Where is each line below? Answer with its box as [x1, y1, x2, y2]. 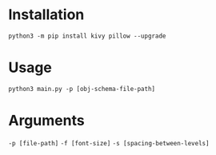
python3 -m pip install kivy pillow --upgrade [8, 32, 166, 40]
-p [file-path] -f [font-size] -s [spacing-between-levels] [8, 139, 210, 147]
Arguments [8, 112, 86, 129]
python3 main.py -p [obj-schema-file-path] [8, 85, 156, 93]
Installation [8, 6, 85, 24]
